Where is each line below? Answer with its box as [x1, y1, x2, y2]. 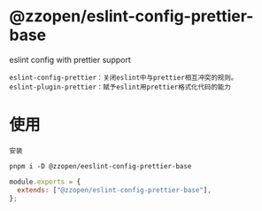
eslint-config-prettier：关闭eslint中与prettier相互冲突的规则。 [9, 73, 238, 82]
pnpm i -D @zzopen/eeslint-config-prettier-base [9, 161, 192, 170]
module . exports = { [9, 177, 81, 186]
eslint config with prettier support [9, 54, 131, 65]
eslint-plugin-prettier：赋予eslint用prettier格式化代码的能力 [9, 82, 232, 91]
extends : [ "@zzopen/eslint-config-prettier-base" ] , [17, 185, 212, 194]
